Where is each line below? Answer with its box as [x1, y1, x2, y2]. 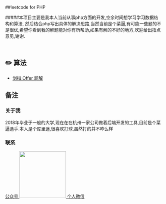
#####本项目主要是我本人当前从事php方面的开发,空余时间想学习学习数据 [5, 14, 154, 20]
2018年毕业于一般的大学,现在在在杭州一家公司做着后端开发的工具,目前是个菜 [5, 119, 161, 125]
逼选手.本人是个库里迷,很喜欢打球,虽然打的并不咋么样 [5, 125, 113, 131]
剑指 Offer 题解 [12, 75, 43, 81]
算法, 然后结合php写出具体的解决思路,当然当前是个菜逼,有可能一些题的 [13, 21, 157, 26]
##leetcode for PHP [5, 4, 46, 10]
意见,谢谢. [5, 33, 26, 39]
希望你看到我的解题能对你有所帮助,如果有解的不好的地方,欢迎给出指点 [19, 27, 161, 33]
